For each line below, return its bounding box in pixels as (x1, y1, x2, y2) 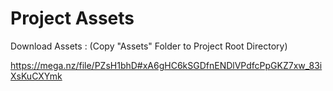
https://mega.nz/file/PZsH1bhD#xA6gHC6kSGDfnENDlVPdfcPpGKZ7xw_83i (10, 59, 323, 71)
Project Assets (10, 7, 135, 30)
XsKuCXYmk (10, 70, 63, 82)
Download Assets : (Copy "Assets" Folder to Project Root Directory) (10, 40, 288, 52)
